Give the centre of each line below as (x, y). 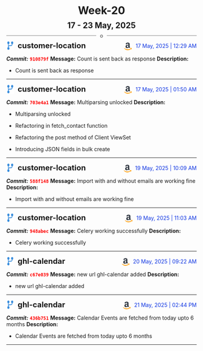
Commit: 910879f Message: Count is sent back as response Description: (98, 59)
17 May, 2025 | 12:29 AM (166, 46)
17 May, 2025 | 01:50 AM (166, 90)
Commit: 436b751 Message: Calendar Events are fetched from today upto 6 (100, 318)
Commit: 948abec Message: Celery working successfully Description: (94, 231)
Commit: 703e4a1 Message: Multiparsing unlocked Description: (86, 102)
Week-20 (101, 11)
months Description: (32, 324)
